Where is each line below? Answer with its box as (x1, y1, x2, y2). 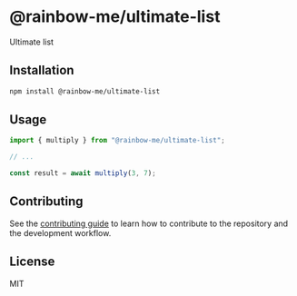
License (9, 254, 55, 270)
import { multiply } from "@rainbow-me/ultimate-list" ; (9, 136, 225, 145)
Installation (9, 63, 74, 78)
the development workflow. (9, 227, 112, 238)
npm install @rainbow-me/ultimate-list (9, 86, 161, 96)
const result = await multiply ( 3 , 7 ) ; (9, 169, 156, 178)
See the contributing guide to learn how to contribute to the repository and (9, 218, 289, 229)
